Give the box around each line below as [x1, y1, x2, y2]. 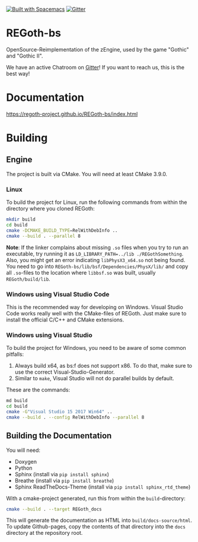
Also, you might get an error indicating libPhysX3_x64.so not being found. [6, 256, 186, 263]
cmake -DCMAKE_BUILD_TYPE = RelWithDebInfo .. [6, 227, 118, 234]
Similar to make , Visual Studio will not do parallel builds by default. [14, 375, 175, 382]
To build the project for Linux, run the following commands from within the [6, 199, 187, 206]
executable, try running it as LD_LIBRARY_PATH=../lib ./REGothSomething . [6, 250, 184, 257]
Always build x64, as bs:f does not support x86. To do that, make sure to [14, 362, 193, 369]
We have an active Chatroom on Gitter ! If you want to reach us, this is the [6, 63, 185, 71]
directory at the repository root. [6, 530, 83, 537]
